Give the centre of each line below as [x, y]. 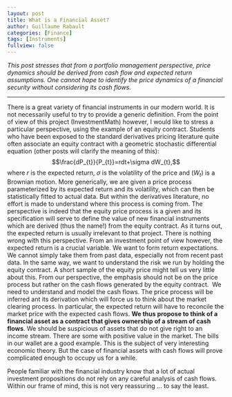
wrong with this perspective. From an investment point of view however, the [115, 240]
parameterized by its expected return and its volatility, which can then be [111, 189]
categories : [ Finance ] [40, 33]
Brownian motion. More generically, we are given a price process [99, 182]
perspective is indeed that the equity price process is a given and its [104, 211]
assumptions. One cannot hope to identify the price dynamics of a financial [115, 80]
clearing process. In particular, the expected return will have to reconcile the [116, 306]
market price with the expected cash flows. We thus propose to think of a [113, 313]
